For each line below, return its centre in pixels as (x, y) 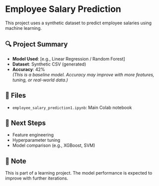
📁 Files (16, 95)
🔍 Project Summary (36, 44)
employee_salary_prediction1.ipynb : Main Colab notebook (72, 107)
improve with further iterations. (37, 178)
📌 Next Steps (26, 123)
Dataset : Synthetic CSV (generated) (49, 64)
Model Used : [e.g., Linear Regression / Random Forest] (69, 59)
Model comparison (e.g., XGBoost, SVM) (54, 145)
